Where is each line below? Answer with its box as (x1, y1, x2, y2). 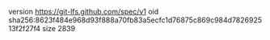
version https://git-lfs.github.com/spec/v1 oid (8, 7, 159, 16)
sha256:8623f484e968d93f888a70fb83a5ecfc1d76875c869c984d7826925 (8, 15, 263, 25)
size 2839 (41, 24, 75, 33)
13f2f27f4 (8, 24, 41, 33)
